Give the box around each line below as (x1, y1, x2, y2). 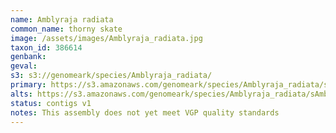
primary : (10, 80, 47, 90)
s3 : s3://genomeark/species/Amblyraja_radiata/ (10, 71, 213, 81)
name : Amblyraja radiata (10, 14, 114, 25)
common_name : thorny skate (10, 24, 123, 34)
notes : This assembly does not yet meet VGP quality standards (10, 107, 280, 118)
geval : (10, 61, 38, 71)
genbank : (10, 52, 47, 62)
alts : (10, 89, 33, 99)
